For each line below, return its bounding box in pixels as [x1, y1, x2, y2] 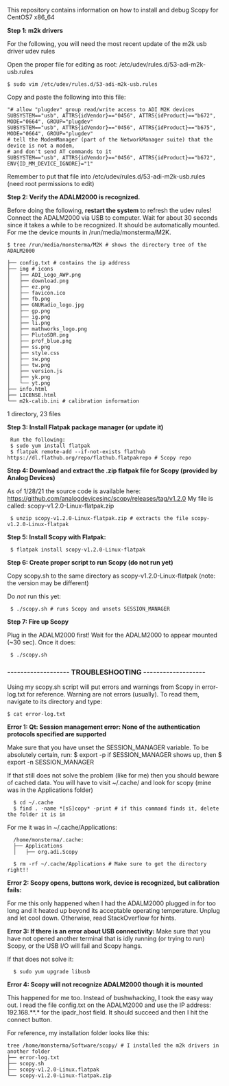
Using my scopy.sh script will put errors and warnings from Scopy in [7, 683, 200, 691]
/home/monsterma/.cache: [13, 837, 84, 844]
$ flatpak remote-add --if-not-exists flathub [10, 449, 146, 455]
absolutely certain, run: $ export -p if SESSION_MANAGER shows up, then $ [7, 751, 222, 759]
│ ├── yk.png [7, 374, 51, 381]
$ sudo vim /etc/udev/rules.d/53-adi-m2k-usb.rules [7, 81, 158, 88]
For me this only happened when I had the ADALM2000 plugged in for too [7, 899, 216, 907]
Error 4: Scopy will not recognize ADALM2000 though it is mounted [7, 980, 204, 988]
